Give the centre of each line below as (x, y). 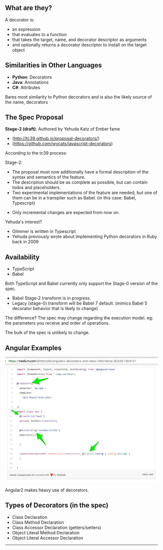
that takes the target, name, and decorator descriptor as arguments (79, 39)
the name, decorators (27, 102)
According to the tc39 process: (36, 153)
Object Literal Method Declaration (46, 532)
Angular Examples (33, 348)
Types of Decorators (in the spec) (57, 505)
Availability (22, 257)
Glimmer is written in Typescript (44, 232)
